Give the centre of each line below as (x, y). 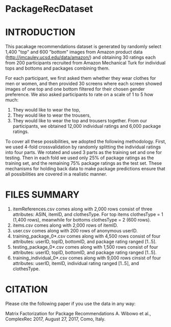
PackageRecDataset (49, 9)
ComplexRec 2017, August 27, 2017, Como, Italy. (55, 319)
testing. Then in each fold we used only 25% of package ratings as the (80, 158)
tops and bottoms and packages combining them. (57, 68)
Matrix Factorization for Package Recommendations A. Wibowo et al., (78, 313)
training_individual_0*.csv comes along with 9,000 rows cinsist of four (87, 258)
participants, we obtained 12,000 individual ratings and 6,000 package (87, 126)
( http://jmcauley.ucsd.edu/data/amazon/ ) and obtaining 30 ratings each (80, 57)
